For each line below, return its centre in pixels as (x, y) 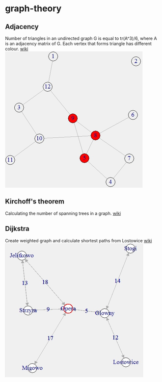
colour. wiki (17, 49)
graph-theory (33, 9)
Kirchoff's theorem (35, 202)
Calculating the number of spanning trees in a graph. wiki (63, 213)
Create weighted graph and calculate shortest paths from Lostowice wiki (79, 240)
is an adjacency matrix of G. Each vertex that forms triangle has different (79, 44)
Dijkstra (17, 229)
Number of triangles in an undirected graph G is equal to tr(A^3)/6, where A (81, 38)
